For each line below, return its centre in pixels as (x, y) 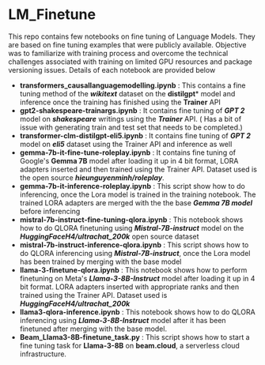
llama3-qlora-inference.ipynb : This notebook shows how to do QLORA (137, 312)
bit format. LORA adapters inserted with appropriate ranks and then (129, 287)
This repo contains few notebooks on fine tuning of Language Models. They (132, 36)
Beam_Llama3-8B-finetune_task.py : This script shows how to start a (135, 337)
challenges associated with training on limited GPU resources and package (131, 62)
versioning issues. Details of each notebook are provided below (112, 70)
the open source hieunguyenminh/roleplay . (92, 177)
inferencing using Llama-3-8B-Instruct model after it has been (123, 320)
